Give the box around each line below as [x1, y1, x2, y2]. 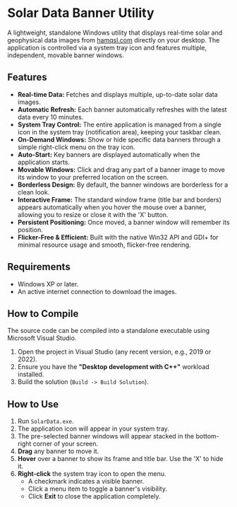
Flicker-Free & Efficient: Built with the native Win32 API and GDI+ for [17, 233, 219, 241]
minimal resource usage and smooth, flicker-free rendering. [17, 240, 192, 249]
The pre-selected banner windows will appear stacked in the [17, 432, 195, 441]
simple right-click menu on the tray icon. [17, 143, 135, 151]
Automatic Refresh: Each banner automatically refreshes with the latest [17, 105, 227, 114]
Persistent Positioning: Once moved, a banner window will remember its [17, 218, 231, 226]
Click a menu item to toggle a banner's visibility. [28, 484, 168, 493]
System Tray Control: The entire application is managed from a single [17, 120, 221, 129]
